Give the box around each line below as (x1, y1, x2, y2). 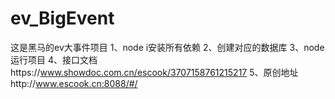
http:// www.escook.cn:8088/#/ (10, 77, 138, 89)
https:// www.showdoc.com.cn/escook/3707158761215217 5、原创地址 (10, 66, 299, 78)
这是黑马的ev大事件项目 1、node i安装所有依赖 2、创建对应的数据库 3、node (10, 41, 325, 53)
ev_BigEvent (10, 7, 115, 30)
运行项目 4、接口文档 (10, 53, 98, 66)
